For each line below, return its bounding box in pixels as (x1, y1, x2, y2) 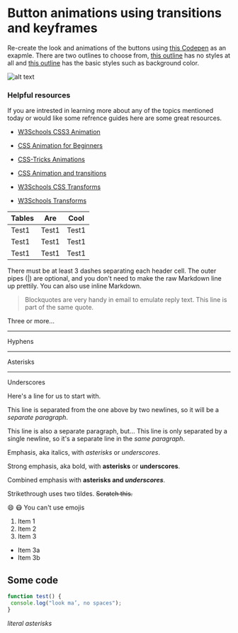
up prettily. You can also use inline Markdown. (7, 282, 142, 291)
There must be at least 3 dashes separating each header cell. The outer (7, 266, 217, 275)
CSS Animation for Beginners (17, 141, 103, 150)
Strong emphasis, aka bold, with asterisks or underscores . (7, 462, 181, 470)
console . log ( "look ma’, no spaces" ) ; (10, 599, 122, 607)
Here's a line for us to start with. (7, 392, 101, 401)
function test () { (7, 593, 62, 600)
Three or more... (7, 317, 55, 325)
